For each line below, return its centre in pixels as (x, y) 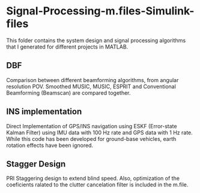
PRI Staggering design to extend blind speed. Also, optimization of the (93, 179)
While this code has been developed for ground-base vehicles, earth (91, 138)
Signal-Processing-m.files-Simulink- (100, 11)
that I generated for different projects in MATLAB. (67, 47)
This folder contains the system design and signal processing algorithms (96, 40)
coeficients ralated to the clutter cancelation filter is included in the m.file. (97, 185)
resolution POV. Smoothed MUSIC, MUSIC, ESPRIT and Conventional (91, 86)
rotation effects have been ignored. (50, 145)
